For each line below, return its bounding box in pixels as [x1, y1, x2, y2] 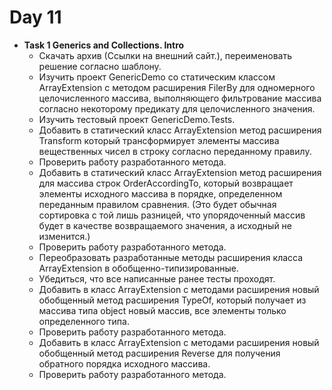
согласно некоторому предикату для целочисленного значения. [38, 102, 316, 115]
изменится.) [38, 230, 91, 242]
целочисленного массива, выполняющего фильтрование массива [38, 92, 322, 104]
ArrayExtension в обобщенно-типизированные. [38, 262, 239, 274]
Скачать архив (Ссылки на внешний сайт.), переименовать [38, 49, 293, 61]
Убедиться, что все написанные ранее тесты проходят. [38, 272, 276, 285]
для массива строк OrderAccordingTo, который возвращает [38, 177, 294, 189]
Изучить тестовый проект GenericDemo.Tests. [38, 113, 236, 125]
